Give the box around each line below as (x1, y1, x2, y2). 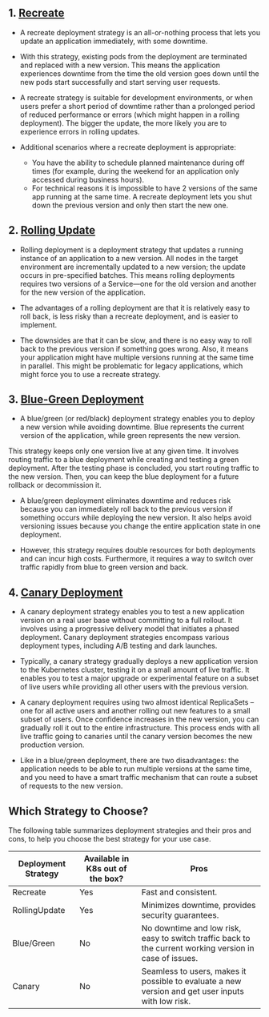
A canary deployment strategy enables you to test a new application (19, 607, 245, 617)
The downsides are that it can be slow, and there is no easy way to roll (19, 336, 252, 345)
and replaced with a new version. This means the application (19, 60, 221, 70)
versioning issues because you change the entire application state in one (19, 521, 261, 531)
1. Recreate (8, 6, 65, 20)
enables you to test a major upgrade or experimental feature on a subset (19, 673, 259, 683)
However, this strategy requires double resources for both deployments (19, 545, 256, 555)
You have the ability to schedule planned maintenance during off (31, 158, 246, 167)
